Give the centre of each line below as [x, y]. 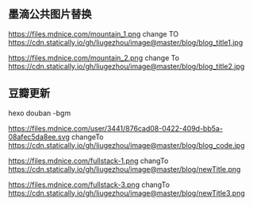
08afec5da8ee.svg [39, 137]
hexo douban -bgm [40, 113]
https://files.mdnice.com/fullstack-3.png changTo [89, 185]
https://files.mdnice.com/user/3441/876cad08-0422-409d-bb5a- [116, 128]
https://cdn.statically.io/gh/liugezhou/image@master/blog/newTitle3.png [127, 192]
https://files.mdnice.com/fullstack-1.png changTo [88, 161]
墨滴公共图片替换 [50, 14]
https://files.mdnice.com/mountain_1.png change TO [94, 33]
